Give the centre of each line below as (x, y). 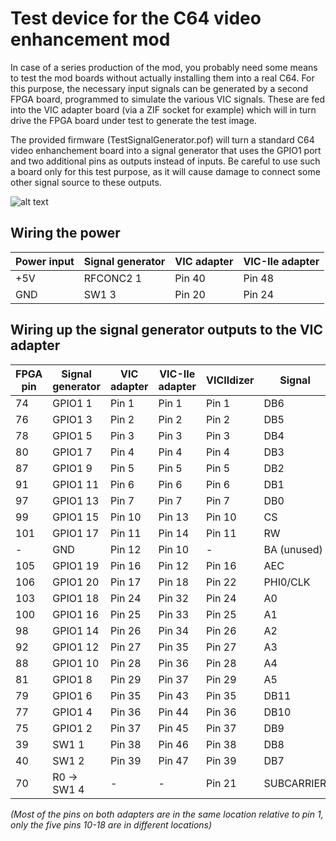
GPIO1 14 (76, 630)
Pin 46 (174, 744)
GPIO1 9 (72, 468)
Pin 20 (190, 294)
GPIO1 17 (76, 533)
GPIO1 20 (76, 582)
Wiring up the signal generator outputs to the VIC (167, 330)
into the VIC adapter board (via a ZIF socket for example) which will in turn (163, 109)
